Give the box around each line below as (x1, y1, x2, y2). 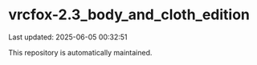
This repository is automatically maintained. (8, 47, 153, 57)
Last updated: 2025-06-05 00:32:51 (8, 32, 128, 42)
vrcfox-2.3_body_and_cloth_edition (8, 6, 251, 24)
